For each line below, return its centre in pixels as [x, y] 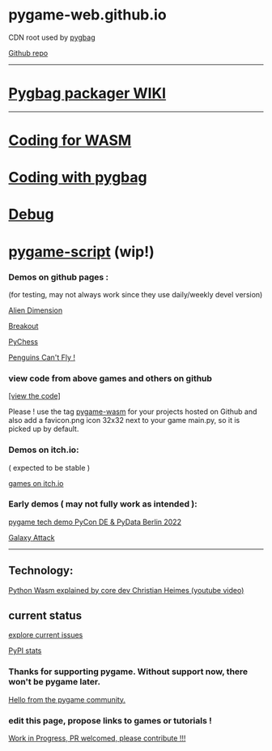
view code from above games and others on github [110, 378]
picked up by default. [44, 429]
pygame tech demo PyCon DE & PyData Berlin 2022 [95, 522]
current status [45, 616]
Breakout [23, 326]
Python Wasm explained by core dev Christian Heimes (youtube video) [126, 590]
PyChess [23, 341]
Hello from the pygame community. [67, 699]
